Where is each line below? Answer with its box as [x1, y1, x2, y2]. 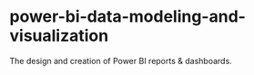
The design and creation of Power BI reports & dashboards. [9, 55, 232, 66]
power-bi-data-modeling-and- [9, 6, 246, 27]
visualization [9, 25, 109, 46]
